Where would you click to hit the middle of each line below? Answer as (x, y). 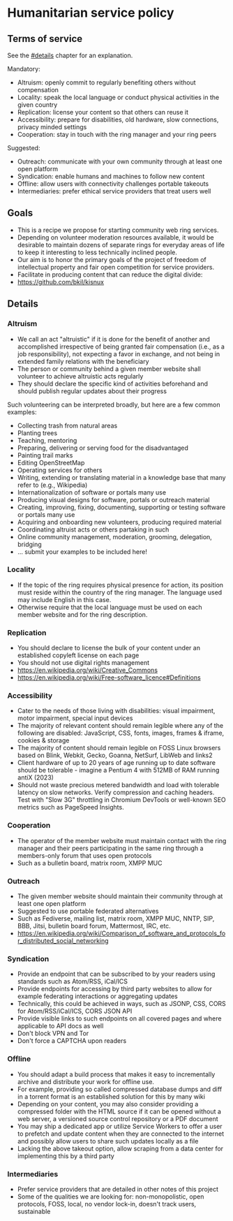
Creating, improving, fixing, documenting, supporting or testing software (121, 507)
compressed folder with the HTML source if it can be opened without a (119, 1111)
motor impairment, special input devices (75, 718)
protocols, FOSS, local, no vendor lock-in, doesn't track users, (107, 1204)
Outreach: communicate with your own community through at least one (120, 161)
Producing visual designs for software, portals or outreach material (113, 499)
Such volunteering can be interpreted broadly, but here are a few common (114, 404)
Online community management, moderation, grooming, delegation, (115, 536)
